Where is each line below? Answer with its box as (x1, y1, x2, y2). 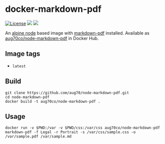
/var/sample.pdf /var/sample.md (5, 134, 72, 139)
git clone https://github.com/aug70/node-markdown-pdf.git (5, 90, 129, 95)
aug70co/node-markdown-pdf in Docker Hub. (5, 35, 99, 41)
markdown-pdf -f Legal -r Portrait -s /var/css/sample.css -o (5, 130, 136, 135)
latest (12, 63, 26, 69)
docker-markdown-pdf (5, 3, 102, 15)
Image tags (5, 49, 41, 58)
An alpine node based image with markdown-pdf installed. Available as (5, 30, 150, 36)
